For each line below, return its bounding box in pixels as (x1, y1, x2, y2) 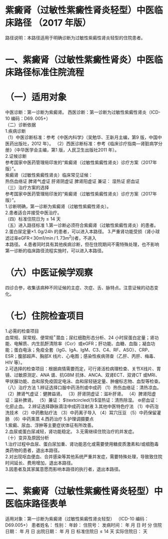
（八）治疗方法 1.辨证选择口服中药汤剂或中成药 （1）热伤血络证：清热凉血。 (5, 385, 161, 391)
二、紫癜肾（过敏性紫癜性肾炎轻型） (5, 486, 154, 497)
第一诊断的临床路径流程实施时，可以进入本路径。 (5, 247, 106, 254)
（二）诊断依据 (5, 122, 36, 128)
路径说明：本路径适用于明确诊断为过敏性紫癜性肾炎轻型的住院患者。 (5, 35, 145, 41)
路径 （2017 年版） (14, 17, 91, 29)
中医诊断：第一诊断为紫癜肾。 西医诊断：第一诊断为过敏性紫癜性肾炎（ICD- (5, 109, 161, 116)
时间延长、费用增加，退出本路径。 (5, 460, 75, 466)
